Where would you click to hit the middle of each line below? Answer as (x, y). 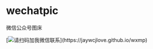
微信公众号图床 (24, 27)
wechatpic (32, 11)
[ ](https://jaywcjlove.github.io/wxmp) (77, 40)
